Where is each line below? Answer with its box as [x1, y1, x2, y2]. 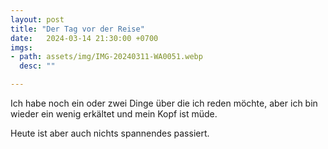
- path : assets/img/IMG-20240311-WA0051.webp [10, 52, 203, 62]
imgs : [10, 42, 33, 53]
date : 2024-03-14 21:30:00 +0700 [10, 33, 159, 43]
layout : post [10, 14, 65, 25]
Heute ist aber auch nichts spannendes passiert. [10, 127, 210, 139]
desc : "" [19, 61, 56, 71]
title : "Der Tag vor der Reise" [10, 24, 145, 34]
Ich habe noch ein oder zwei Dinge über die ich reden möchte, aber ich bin [10, 97, 318, 109]
